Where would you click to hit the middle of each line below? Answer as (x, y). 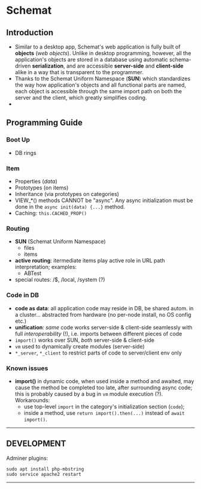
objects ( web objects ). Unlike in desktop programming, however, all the (103, 53)
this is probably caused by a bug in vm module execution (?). (89, 394)
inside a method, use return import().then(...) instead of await (104, 412)
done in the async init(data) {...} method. (70, 206)
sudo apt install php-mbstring (45, 469)
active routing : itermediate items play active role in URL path (90, 261)
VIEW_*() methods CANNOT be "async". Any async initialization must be (104, 200)
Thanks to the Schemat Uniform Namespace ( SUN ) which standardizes (103, 79)
